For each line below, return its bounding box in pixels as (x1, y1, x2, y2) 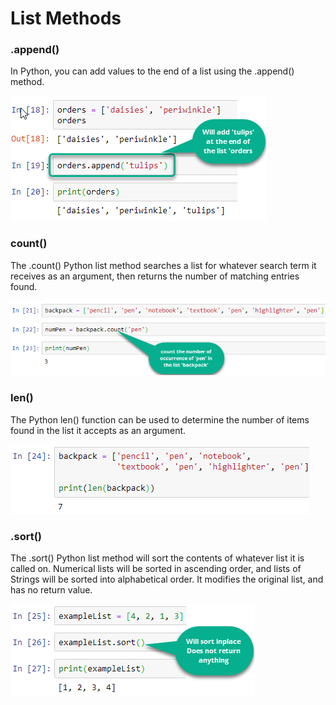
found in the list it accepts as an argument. (10, 424, 187, 436)
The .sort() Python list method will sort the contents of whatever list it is (10, 552, 305, 564)
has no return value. (10, 583, 93, 596)
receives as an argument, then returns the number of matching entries (10, 270, 300, 282)
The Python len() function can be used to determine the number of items (10, 413, 310, 426)
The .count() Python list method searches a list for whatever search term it (10, 259, 317, 271)
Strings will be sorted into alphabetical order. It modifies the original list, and (10, 573, 324, 585)
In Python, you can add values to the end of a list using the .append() (10, 65, 295, 77)
